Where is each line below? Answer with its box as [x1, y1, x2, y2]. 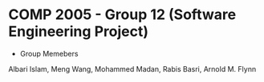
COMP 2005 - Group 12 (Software [8, 6, 237, 24]
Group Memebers [19, 49, 79, 58]
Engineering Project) [8, 22, 148, 41]
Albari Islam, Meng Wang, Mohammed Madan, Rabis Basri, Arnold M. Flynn [8, 64, 257, 73]
